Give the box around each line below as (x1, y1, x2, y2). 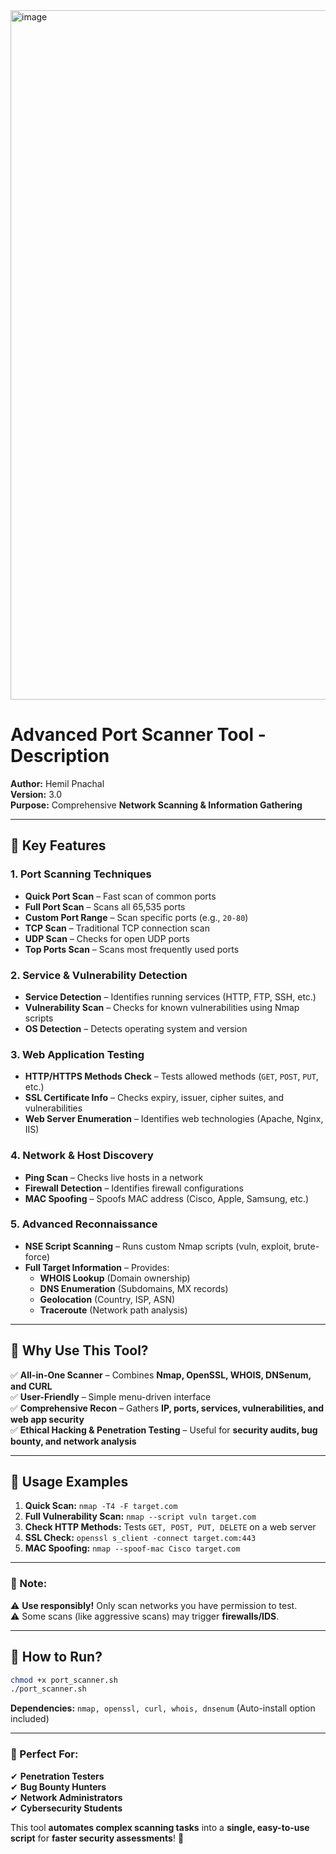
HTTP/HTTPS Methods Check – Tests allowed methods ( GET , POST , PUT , (24, 1070, 319, 1083)
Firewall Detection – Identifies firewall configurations (24, 1182, 244, 1194)
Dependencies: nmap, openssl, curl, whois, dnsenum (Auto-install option (10, 1702, 316, 1714)
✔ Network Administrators (10, 1791, 123, 1803)
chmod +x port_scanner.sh (10, 1675, 118, 1685)
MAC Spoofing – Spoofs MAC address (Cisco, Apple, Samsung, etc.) (24, 1192, 310, 1204)
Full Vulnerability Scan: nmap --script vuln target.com (24, 1510, 257, 1523)
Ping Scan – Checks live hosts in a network (24, 1171, 204, 1183)
